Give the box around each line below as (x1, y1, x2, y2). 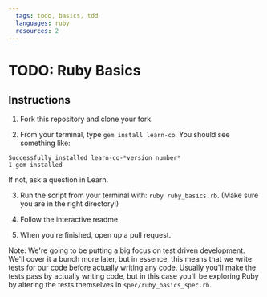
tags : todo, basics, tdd (15, 11, 99, 20)
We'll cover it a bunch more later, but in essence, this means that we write (8, 254, 253, 264)
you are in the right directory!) (19, 199, 119, 209)
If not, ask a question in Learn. (8, 175, 109, 185)
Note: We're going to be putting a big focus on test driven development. (8, 246, 246, 255)
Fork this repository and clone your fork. (19, 114, 154, 124)
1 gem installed (8, 161, 63, 169)
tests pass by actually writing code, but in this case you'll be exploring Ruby (8, 271, 259, 281)
